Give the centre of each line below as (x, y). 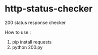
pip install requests (32, 42)
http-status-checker (49, 9)
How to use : (18, 32)
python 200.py (27, 47)
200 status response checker (35, 22)
